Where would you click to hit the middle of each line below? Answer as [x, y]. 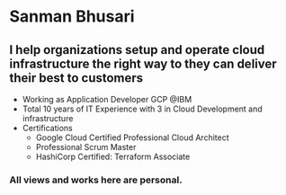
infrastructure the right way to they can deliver [143, 63]
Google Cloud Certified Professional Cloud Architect [132, 137]
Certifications [48, 128]
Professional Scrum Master [86, 147]
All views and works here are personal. [96, 180]
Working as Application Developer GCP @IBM [107, 99]
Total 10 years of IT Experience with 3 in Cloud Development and [142, 109]
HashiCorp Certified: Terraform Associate [113, 156]
